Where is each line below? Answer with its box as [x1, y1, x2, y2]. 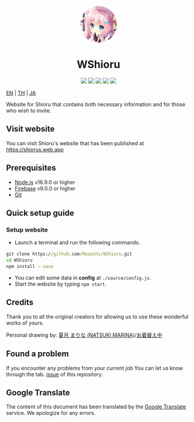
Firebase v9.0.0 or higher [14, 185, 76, 192]
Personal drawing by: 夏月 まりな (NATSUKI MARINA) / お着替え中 [6, 331, 163, 339]
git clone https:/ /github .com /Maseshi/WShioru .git [6, 251, 132, 257]
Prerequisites [6, 163, 56, 173]
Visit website [6, 124, 55, 134]
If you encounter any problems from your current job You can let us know [6, 364, 183, 371]
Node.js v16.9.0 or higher [14, 179, 76, 186]
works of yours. [6, 319, 44, 326]
